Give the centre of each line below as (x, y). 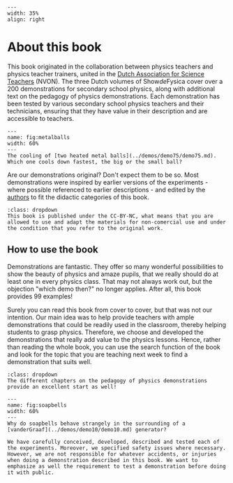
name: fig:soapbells (37, 405)
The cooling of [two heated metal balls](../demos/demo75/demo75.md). (112, 156)
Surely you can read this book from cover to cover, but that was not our (110, 310)
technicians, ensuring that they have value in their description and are (107, 111)
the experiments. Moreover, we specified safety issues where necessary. (117, 448)
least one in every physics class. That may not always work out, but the (110, 281)
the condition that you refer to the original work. (85, 228)
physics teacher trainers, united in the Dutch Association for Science (106, 73)
